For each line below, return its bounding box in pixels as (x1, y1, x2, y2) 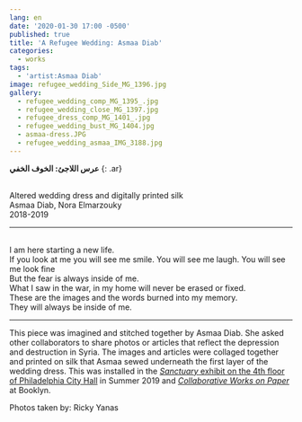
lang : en (9, 13, 42, 22)
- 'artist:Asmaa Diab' (17, 72, 102, 81)
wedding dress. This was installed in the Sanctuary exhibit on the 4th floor (9, 365, 285, 376)
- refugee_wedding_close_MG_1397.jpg (17, 105, 159, 114)
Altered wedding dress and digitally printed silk (9, 189, 184, 200)
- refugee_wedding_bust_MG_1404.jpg (17, 122, 155, 131)
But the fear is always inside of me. (9, 273, 139, 284)
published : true (9, 30, 70, 39)
